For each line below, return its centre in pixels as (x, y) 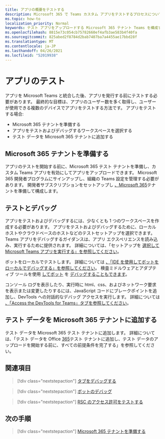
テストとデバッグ (31, 208)
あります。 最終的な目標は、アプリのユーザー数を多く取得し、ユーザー (85, 102)
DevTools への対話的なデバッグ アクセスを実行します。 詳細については (89, 297)
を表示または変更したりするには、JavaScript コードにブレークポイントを (79, 291)
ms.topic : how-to (23, 19)
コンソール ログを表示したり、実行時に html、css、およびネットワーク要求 (81, 284)
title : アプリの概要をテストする (35, 10)
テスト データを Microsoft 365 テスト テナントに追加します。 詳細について (80, 332)
